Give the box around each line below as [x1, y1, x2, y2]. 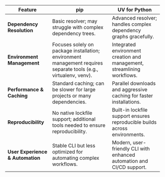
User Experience [7, 148, 48, 155]
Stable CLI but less [52, 142, 96, 149]
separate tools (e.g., [52, 66, 99, 72]
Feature [18, 6, 37, 13]
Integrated [112, 41, 136, 48]
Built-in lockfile [112, 106, 148, 113]
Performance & [7, 86, 44, 93]
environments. [112, 131, 145, 138]
